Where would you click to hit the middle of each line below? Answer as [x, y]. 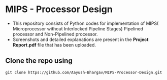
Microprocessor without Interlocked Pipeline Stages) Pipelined [78, 28]
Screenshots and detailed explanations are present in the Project [80, 39]
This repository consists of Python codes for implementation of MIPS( [86, 23]
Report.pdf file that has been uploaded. [54, 45]
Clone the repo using [39, 61]
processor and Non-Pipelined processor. [55, 34]
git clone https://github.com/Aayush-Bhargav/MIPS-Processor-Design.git [84, 72]
